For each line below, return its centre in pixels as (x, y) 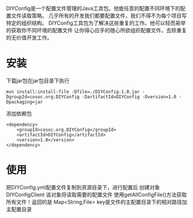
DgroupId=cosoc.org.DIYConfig (43, 97)
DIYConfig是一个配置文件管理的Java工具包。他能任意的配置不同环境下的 (93, 8)
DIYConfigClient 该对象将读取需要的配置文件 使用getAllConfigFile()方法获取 (96, 195)
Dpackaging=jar (25, 102)
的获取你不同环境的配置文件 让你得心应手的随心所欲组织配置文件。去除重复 (96, 30)
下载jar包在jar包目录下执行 (38, 81)
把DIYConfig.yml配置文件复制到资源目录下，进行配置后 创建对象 (83, 188)
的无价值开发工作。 (29, 38)
